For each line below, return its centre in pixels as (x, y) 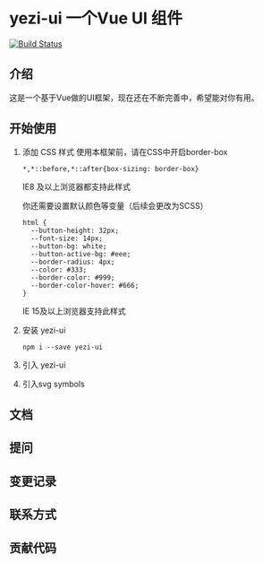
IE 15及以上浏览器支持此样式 (74, 311)
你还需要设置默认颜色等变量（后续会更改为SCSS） (115, 205)
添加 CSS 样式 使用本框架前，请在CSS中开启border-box (125, 152)
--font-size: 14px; (67, 238)
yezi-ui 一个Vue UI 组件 (96, 18)
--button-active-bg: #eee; (81, 254)
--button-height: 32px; (75, 230)
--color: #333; (59, 270)
